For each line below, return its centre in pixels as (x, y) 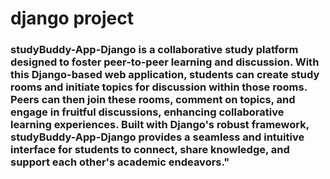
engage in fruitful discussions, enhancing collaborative (147, 112)
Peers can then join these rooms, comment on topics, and (153, 100)
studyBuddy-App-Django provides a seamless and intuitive (157, 137)
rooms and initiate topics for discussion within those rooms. (159, 87)
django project (72, 18)
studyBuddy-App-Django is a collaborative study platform (154, 50)
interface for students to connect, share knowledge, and (150, 150)
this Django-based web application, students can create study (165, 75)
